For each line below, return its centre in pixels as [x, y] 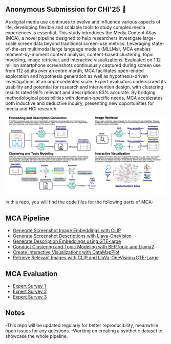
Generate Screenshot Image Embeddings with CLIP [67, 231]
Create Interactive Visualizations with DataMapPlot [66, 252]
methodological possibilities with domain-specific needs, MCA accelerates [84, 98]
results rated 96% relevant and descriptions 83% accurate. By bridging [81, 92]
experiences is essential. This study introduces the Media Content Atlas [81, 32]
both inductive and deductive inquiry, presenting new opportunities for [80, 103]
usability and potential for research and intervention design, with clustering [84, 87]
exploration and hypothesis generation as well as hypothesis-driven [77, 76]
